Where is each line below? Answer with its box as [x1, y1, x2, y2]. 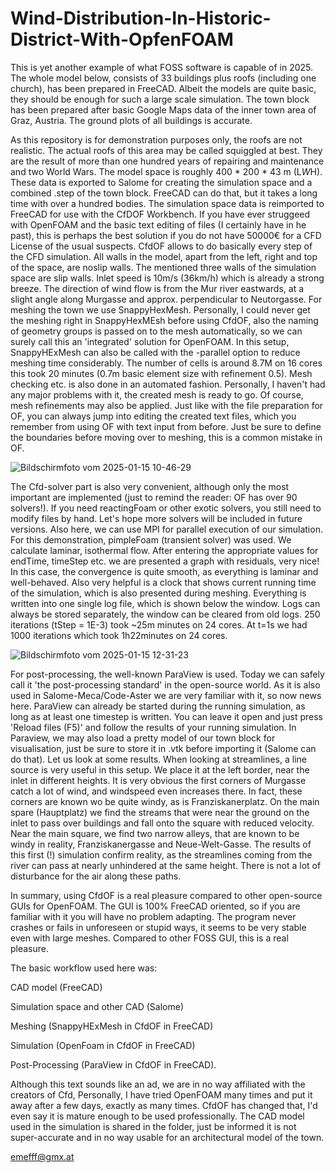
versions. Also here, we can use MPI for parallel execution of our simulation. [10, 523, 323, 535]
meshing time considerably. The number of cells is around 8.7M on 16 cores [10, 357, 323, 369]
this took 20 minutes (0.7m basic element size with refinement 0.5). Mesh [10, 367, 313, 379]
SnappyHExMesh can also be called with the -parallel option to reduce [10, 346, 301, 358]
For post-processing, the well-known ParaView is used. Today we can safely [10, 668, 325, 680]
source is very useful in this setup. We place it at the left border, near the [10, 763, 310, 776]
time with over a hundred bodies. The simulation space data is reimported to [10, 197, 325, 209]
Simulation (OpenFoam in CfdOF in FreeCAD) [10, 1039, 196, 1051]
